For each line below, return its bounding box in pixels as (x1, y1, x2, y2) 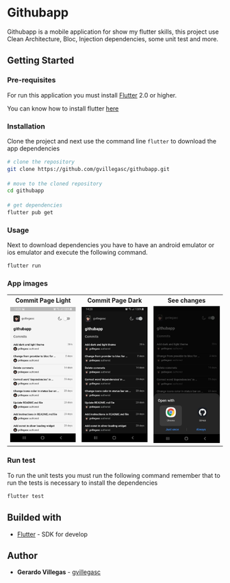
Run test (7, 455, 36, 465)
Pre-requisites (7, 76, 56, 85)
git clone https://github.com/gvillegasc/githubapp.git (7, 165, 170, 172)
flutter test (7, 492, 44, 499)
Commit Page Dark (87, 296, 142, 304)
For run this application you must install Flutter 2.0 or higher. (7, 91, 177, 99)
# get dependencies (7, 202, 63, 209)
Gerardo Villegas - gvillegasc (16, 568, 101, 576)
